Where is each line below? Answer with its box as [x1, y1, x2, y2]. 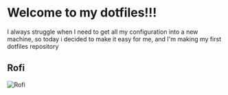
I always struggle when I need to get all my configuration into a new [7, 28, 198, 36]
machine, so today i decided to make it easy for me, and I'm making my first [7, 34, 222, 43]
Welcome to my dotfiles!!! [7, 5, 157, 21]
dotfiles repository [7, 42, 59, 50]
